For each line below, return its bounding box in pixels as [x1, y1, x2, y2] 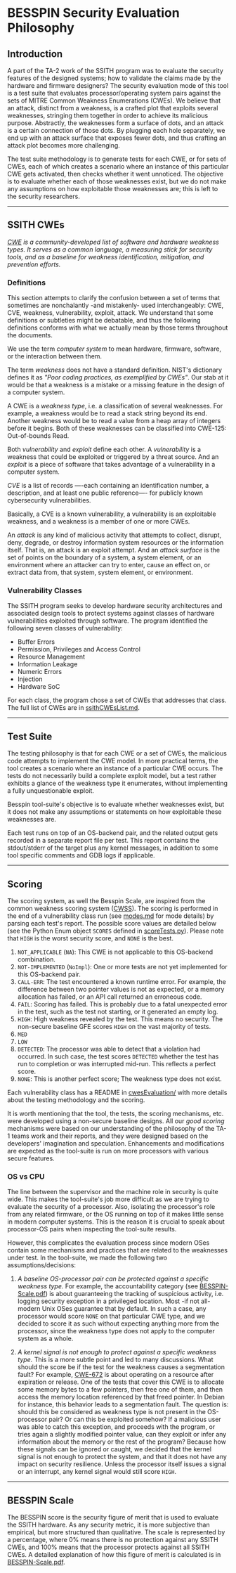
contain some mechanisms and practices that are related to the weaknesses [7, 1246, 228, 1255]
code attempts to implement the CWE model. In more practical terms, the [7, 757, 219, 765]
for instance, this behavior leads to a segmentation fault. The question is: [17, 1400, 229, 1409]
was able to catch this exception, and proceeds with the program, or [17, 1423, 216, 1431]
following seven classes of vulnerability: [7, 624, 123, 633]
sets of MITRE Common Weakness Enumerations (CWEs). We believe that [7, 96, 221, 105]
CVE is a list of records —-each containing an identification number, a [7, 481, 209, 490]
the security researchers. [7, 192, 81, 200]
